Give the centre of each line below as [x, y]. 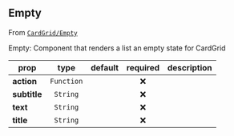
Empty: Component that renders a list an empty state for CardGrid [117, 48]
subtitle [27, 94]
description [190, 67]
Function [66, 81]
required [143, 67]
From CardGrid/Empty [43, 32]
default [105, 67]
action [25, 81]
